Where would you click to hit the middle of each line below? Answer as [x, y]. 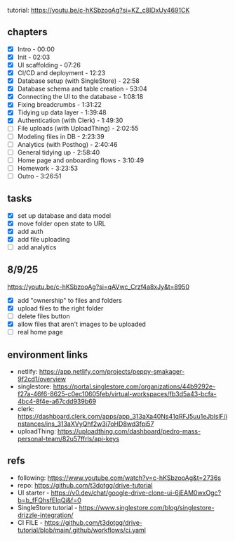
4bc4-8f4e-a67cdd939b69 [57, 401]
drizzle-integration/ [45, 515]
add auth [30, 231]
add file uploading [43, 239]
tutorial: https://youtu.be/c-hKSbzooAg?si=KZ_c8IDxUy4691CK [99, 10]
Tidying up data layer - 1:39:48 [62, 112]
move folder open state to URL [62, 223]
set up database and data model [64, 215]
